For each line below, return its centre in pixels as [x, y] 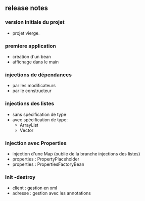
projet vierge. [26, 33]
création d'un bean [31, 56]
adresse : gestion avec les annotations [51, 193]
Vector [26, 130]
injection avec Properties [36, 143]
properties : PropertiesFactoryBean [48, 164]
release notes [27, 8]
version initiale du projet [35, 22]
